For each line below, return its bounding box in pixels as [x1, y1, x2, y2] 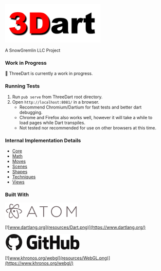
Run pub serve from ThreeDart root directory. [12, 94, 103, 100]
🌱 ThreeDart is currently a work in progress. [5, 71, 93, 76]
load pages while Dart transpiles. [19, 120, 86, 126]
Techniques [12, 174, 36, 180]
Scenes [12, 163, 28, 169]
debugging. [19, 109, 43, 115]
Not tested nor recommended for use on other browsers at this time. [19, 125, 157, 130]
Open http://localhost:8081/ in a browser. [12, 99, 100, 105]
